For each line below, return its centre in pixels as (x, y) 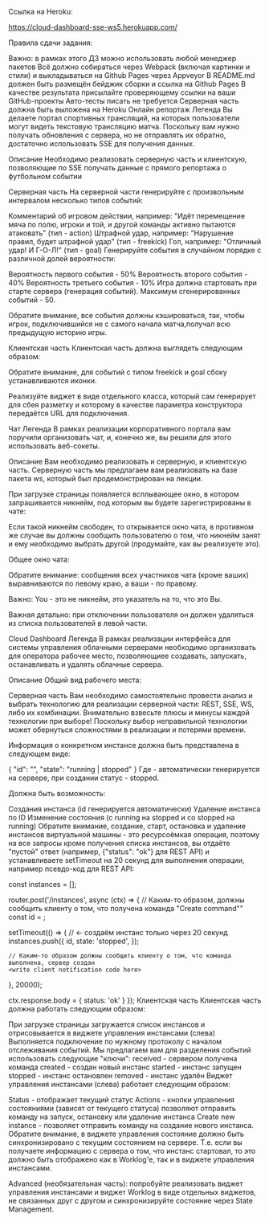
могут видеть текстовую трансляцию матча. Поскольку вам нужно (124, 127)
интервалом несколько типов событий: (75, 200)
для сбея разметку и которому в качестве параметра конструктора (125, 405)
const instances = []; (43, 884)
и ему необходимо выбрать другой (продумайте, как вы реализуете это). (134, 544)
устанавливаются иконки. (53, 380)
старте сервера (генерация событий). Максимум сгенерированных (124, 291)
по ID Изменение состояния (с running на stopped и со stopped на (122, 817)
